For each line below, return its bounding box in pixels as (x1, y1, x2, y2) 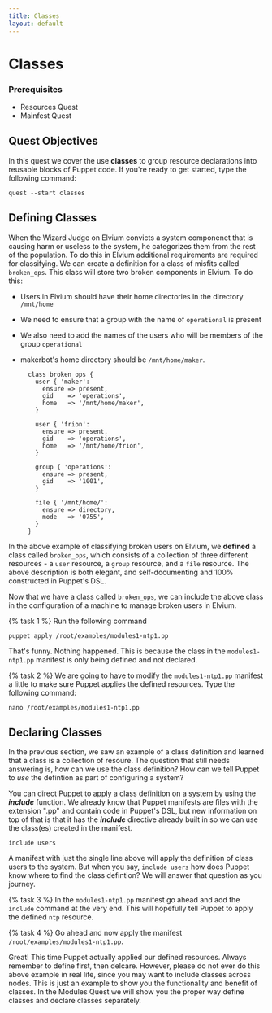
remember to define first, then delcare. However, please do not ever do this (8, 961, 261, 971)
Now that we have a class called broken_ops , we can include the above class (8, 592, 264, 601)
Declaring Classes (8, 726, 103, 739)
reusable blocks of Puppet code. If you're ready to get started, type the (8, 164, 247, 174)
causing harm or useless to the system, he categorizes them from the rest (8, 241, 256, 251)
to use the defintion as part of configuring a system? (8, 773, 184, 783)
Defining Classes (8, 211, 97, 225)
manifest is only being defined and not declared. (36, 654, 198, 664)
